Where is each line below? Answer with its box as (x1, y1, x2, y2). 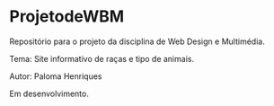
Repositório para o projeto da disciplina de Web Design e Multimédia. (9, 36, 265, 47)
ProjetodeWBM (9, 6, 125, 27)
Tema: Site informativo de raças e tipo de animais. (9, 53, 195, 64)
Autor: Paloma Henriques (9, 70, 102, 82)
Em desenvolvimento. (9, 88, 90, 99)
